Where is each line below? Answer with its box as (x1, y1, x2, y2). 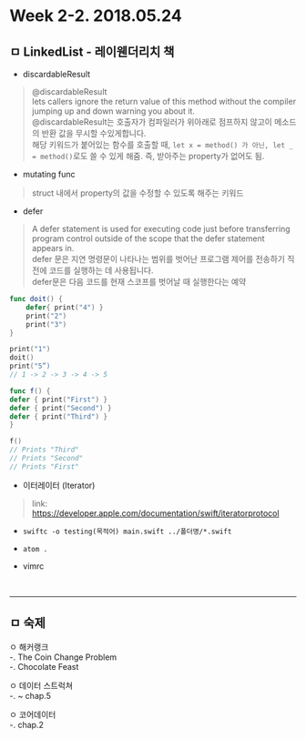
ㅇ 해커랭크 (9, 641, 49, 652)
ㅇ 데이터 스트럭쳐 (9, 680, 73, 691)
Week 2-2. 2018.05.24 (9, 5, 182, 26)
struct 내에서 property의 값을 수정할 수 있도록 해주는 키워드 (31, 187, 244, 198)
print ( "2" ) (25, 311, 67, 320)
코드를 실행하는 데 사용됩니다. (48, 265, 154, 276)
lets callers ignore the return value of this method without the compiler (31, 96, 297, 106)
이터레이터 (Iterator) (22, 480, 96, 491)
